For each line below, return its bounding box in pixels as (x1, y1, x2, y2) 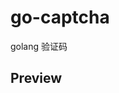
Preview (10, 70, 63, 87)
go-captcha (10, 6, 110, 29)
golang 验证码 (10, 40, 68, 52)
